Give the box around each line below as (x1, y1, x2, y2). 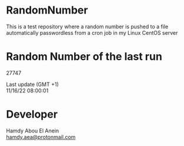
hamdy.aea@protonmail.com (6, 133, 76, 140)
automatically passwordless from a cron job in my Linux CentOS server (6, 29, 178, 36)
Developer (6, 108, 58, 121)
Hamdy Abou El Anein (6, 127, 59, 134)
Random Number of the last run (6, 50, 163, 64)
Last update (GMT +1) (6, 81, 59, 88)
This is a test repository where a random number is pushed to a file (6, 23, 169, 30)
